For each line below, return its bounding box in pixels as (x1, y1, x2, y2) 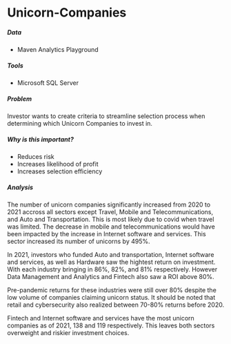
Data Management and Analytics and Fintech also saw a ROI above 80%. (7, 273, 215, 281)
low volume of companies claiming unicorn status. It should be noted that (7, 294, 216, 302)
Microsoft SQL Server (17, 79, 79, 87)
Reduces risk (17, 153, 54, 161)
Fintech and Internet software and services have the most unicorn (7, 314, 194, 323)
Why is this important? (7, 135, 74, 143)
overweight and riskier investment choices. (7, 329, 130, 337)
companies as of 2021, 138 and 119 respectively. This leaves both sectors (7, 321, 215, 329)
